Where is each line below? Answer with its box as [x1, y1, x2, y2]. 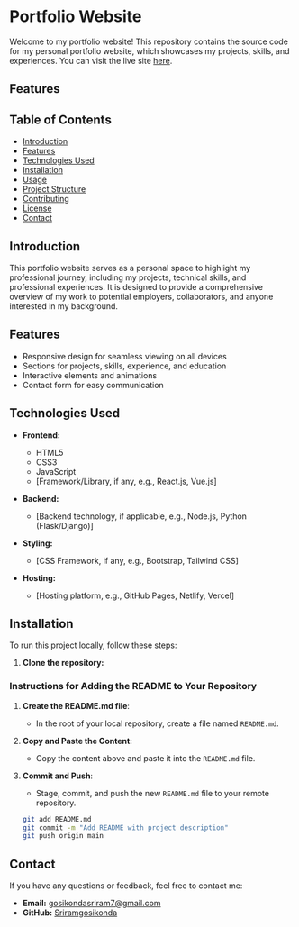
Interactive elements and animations [22, 369, 158, 380]
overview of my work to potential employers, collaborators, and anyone [9, 291, 274, 302]
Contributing [22, 194, 69, 204]
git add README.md [22, 814, 92, 823]
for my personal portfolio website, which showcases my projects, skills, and [9, 45, 290, 56]
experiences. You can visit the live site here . [9, 55, 173, 66]
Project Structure [22, 184, 86, 195]
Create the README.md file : [22, 700, 131, 711]
